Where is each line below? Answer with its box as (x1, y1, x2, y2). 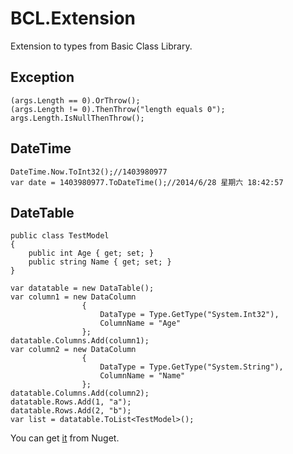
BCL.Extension (10, 7, 137, 30)
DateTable (10, 204, 75, 221)
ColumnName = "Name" (99, 371, 186, 381)
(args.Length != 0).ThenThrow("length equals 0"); (10, 104, 226, 114)
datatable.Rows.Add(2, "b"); (10, 406, 132, 416)
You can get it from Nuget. (10, 432, 120, 444)
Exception (10, 69, 75, 86)
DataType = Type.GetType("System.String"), (99, 362, 284, 372)
